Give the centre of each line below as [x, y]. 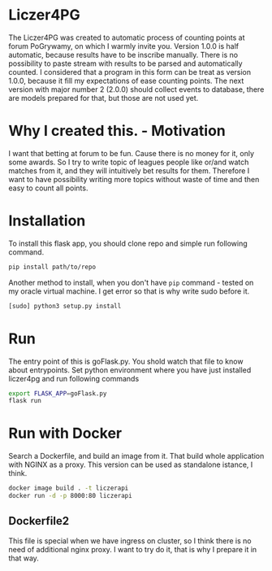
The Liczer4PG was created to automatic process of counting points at [127, 37]
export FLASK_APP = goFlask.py [58, 393]
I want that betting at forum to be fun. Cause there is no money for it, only [131, 153]
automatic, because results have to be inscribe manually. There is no [123, 54]
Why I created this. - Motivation [117, 131]
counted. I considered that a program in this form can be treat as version [130, 72]
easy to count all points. [48, 188]
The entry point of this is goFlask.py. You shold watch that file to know [126, 361]
